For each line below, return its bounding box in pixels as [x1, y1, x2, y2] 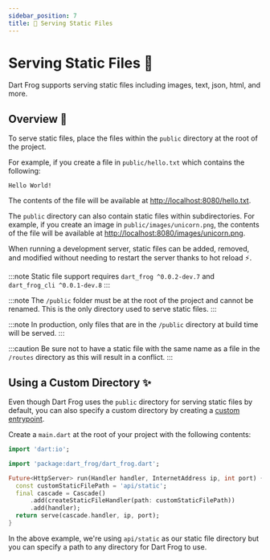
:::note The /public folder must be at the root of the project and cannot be [8, 296, 254, 305]
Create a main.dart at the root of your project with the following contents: [8, 430, 252, 439]
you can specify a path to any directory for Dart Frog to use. [8, 542, 207, 551]
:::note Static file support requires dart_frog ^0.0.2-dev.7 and [8, 272, 215, 281]
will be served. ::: [8, 329, 65, 338]
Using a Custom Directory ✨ [8, 375, 152, 390]
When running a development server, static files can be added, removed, [8, 244, 250, 254]
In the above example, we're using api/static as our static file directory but [8, 533, 260, 543]
